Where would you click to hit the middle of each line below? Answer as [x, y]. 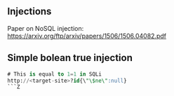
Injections [29, 12]
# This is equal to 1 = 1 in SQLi [54, 74]
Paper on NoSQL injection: [46, 28]
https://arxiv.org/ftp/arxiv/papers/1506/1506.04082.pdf [87, 36]
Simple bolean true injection [70, 58]
